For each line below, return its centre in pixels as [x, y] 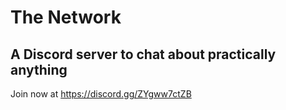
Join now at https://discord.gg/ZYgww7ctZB [101, 94]
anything [39, 69]
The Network [66, 17]
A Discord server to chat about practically [143, 54]
